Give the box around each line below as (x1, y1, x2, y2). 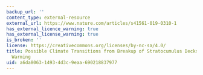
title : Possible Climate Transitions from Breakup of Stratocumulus (6, 48, 182, 54)
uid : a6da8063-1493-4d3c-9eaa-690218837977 (6, 59, 118, 65)
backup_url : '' (6, 8, 45, 15)
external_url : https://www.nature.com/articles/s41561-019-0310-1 (6, 20, 177, 26)
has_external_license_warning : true (6, 31, 98, 37)
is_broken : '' (6, 37, 42, 43)
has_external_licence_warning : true (6, 25, 98, 32)
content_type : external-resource (6, 15, 91, 21)
